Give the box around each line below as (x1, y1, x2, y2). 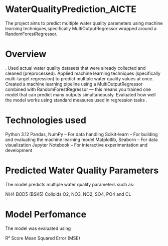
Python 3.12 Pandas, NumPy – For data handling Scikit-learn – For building (5, 131, 158, 137)
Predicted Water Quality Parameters (5, 165, 159, 176)
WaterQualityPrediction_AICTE (5, 4, 137, 15)
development (5, 147, 33, 153)
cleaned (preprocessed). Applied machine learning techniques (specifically (5, 70, 160, 76)
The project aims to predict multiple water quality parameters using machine (5, 20, 163, 26)
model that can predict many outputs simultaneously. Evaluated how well (5, 91, 156, 97)
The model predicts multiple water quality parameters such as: (5, 181, 134, 187)
